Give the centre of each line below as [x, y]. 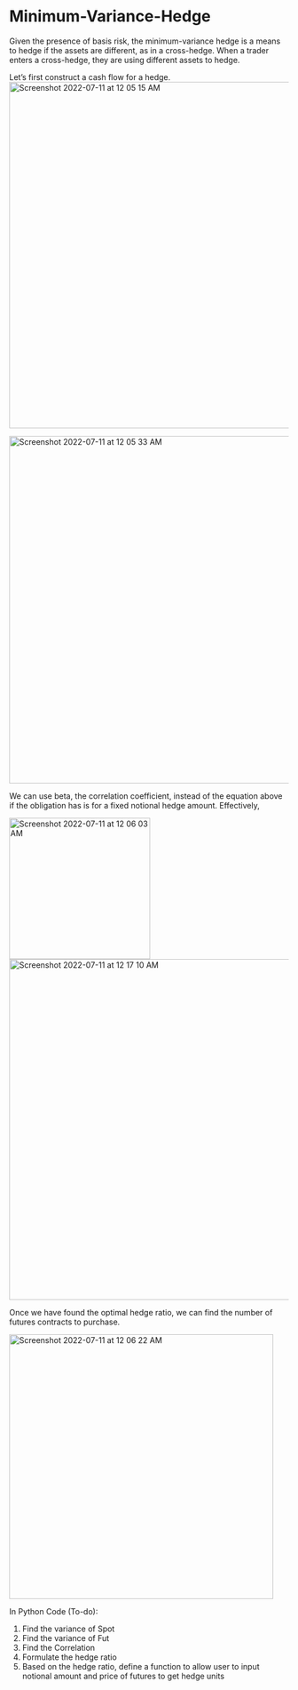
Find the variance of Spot [68, 1629]
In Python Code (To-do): [54, 1611]
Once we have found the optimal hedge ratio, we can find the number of [141, 1312]
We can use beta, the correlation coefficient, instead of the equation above [146, 796]
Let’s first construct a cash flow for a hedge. [90, 76]
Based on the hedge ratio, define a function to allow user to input [141, 1666]
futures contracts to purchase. [65, 1322]
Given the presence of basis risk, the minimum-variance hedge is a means [145, 41]
